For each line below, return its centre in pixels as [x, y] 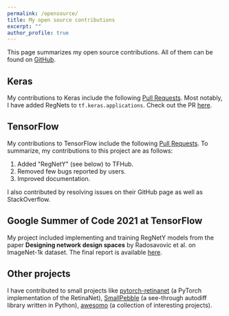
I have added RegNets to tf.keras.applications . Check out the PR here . [110, 105]
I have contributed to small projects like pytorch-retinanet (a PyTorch [105, 291]
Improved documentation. [54, 178]
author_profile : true [38, 33]
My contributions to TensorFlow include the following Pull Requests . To [108, 143]
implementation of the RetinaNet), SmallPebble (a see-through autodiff [107, 297]
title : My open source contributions [61, 20]
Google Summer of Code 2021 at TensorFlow [105, 221]
